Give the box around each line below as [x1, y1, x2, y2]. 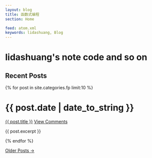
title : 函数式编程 [5, 12, 40, 17]
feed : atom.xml [5, 25, 37, 30]
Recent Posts [5, 71, 47, 80]
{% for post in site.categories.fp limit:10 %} [5, 85, 93, 91]
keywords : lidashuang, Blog [5, 30, 64, 35]
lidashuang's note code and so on [5, 52, 148, 63]
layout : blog [5, 7, 32, 12]
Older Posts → [5, 148, 35, 154]
